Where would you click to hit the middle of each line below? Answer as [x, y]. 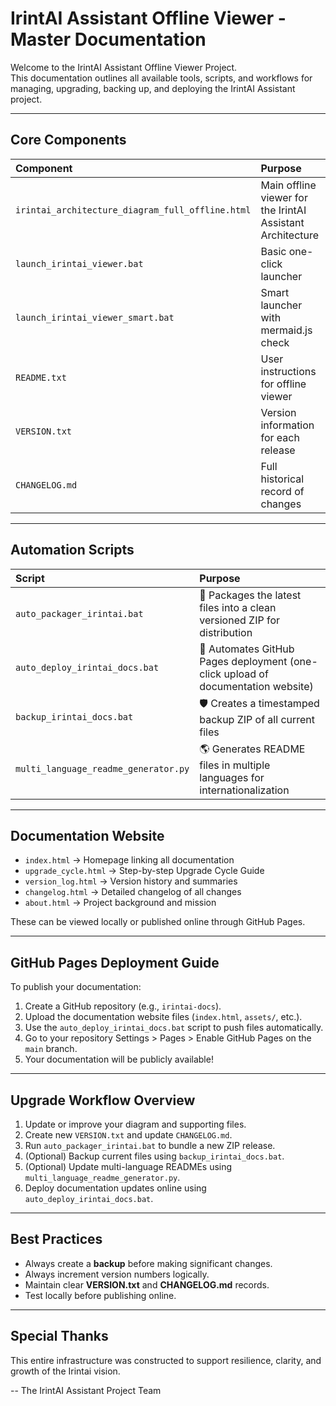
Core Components [68, 140]
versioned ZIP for [240, 620]
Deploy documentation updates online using [115, 1188]
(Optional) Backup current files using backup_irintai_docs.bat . [154, 1156]
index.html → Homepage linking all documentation [129, 860]
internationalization [244, 790]
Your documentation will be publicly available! [119, 1059]
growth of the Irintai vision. [65, 1371]
